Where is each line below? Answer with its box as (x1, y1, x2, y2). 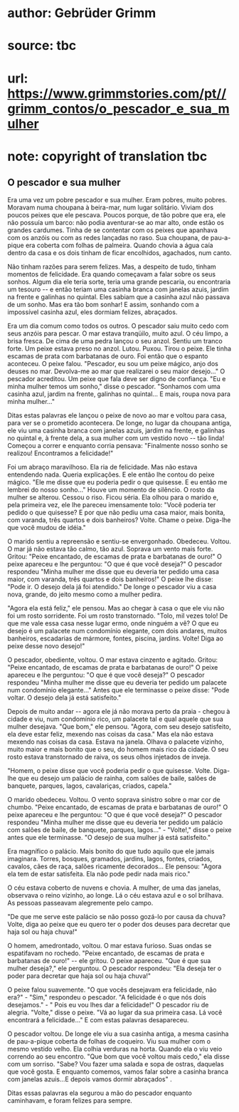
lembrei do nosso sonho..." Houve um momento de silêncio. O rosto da (7, 485, 215, 494)
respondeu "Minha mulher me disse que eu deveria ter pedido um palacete (7, 678, 228, 687)
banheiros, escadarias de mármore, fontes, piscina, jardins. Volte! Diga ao (7, 634, 224, 643)
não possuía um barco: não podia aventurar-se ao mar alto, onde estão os (7, 218, 224, 227)
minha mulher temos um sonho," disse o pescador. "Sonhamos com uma (7, 382, 221, 390)
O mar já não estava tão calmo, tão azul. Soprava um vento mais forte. (7, 544, 213, 553)
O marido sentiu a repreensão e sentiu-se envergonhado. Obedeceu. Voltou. (7, 536, 231, 546)
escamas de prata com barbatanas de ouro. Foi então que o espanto (7, 351, 208, 360)
